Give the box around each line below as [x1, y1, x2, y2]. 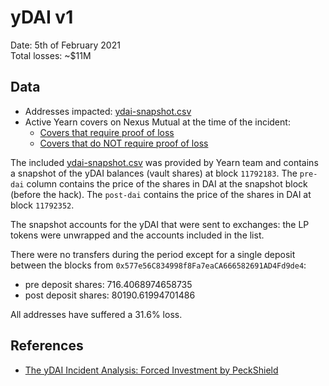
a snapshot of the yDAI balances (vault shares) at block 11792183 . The [10, 167, 298, 179]
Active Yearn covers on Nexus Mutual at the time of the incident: [24, 116, 291, 128]
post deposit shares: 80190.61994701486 [24, 289, 196, 301]
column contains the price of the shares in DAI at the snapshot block [26, 177, 308, 190]
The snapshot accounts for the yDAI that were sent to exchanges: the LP [10, 218, 310, 230]
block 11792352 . [10, 199, 75, 211]
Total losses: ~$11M [10, 49, 92, 61]
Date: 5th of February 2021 [10, 39, 121, 51]
